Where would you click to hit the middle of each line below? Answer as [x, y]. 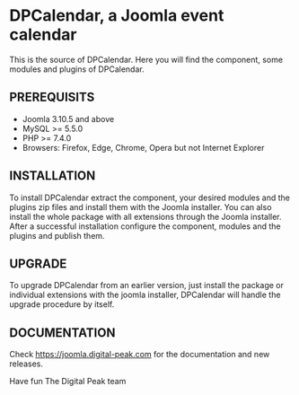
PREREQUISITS [52, 97]
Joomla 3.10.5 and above [68, 118]
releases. [26, 364]
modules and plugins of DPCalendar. [77, 69]
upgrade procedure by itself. [62, 304]
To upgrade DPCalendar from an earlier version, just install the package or [147, 285]
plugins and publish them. [57, 235]
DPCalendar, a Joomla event [117, 16]
